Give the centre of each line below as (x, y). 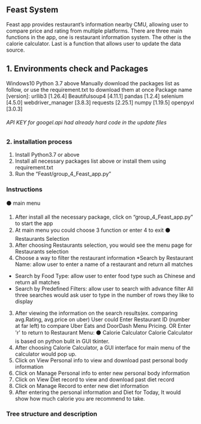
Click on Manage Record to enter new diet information (82, 386)
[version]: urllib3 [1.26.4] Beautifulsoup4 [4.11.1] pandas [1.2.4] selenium (95, 96)
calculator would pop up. (46, 354)
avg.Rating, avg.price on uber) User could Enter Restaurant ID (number (102, 319)
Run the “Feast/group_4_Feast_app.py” (63, 174)
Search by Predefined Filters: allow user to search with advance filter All (104, 288)
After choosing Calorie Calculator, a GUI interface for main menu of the (103, 347)
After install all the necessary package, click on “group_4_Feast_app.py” (104, 217)
